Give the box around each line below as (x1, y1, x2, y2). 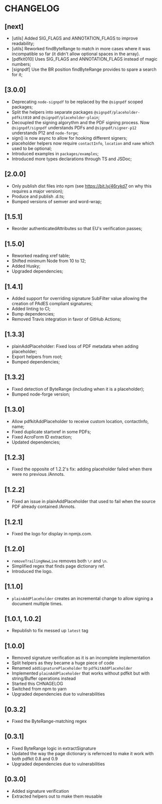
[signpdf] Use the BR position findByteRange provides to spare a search (11, 66, 157, 72)
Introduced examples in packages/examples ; (11, 150, 99, 156)
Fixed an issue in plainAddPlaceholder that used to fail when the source (11, 499, 156, 505)
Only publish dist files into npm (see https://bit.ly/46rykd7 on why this (11, 183, 152, 189)
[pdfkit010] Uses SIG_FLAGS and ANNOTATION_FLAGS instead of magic (11, 56, 158, 62)
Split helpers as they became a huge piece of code (11, 660, 114, 666)
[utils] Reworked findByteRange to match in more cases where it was (11, 46, 151, 51)
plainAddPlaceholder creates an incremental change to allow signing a (11, 595, 153, 601)
